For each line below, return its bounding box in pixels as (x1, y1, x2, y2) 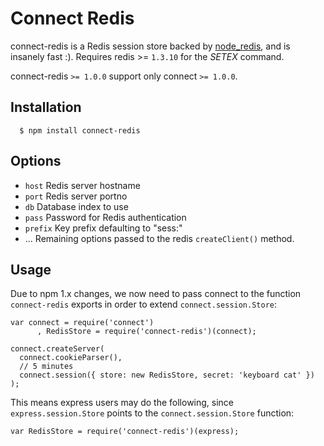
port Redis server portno (24, 190, 128, 202)
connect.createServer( (10, 344, 105, 354)
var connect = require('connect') (10, 318, 155, 328)
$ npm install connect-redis (19, 125, 141, 136)
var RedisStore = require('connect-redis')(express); (10, 427, 240, 437)
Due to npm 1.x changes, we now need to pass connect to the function (10, 288, 302, 300)
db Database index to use (24, 200, 129, 212)
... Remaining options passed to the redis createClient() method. (24, 232, 295, 244)
